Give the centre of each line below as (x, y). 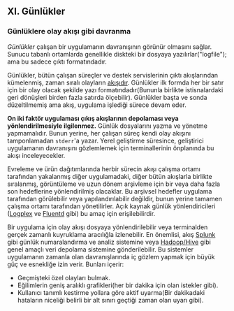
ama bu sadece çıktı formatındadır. (57, 62)
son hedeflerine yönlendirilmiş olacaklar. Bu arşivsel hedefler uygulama (110, 191)
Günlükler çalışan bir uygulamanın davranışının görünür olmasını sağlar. (110, 46)
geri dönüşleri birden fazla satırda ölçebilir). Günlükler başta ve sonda (107, 97)
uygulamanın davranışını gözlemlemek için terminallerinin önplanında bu (111, 148)
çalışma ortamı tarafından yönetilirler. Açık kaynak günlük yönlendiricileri (111, 206)
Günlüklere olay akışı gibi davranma (69, 31)
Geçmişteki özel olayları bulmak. (64, 277)
